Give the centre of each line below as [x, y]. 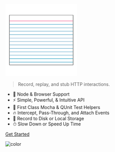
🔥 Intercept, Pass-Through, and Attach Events [61, 113]
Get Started [17, 134]
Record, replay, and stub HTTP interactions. [64, 84]
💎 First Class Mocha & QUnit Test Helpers [56, 107]
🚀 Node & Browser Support [41, 94]
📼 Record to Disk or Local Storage [48, 118]
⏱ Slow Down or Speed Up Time [47, 124]
